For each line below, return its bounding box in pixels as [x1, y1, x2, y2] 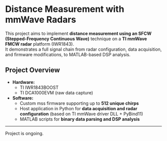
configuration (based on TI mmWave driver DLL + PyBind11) [19, 111, 143, 117]
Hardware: [12, 79, 35, 85]
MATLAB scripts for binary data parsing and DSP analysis [19, 116, 140, 122]
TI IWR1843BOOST [19, 84, 59, 90]
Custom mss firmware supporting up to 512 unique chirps [19, 100, 139, 106]
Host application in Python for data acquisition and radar [19, 105, 138, 111]
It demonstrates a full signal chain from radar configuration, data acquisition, [5, 46, 162, 52]
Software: [12, 95, 34, 101]
